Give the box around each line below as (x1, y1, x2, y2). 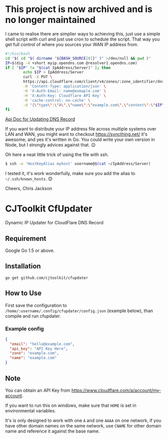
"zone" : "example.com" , (9, 351, 59, 356)
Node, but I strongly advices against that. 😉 (5, 142, 96, 148)
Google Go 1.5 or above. (5, 247, 55, 253)
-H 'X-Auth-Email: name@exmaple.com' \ (23, 88, 106, 93)
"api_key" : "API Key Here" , (9, 346, 68, 351)
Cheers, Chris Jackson (5, 186, 52, 192)
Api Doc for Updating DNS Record (5, 116, 75, 122)
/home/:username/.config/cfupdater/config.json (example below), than (5, 308, 153, 314)
